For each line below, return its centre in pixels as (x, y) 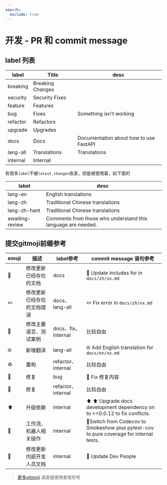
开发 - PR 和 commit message (66, 41)
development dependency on (121, 407)
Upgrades (45, 130)
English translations (69, 194)
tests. (93, 440)
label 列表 (20, 60)
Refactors (44, 121)
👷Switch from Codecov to (116, 422)
